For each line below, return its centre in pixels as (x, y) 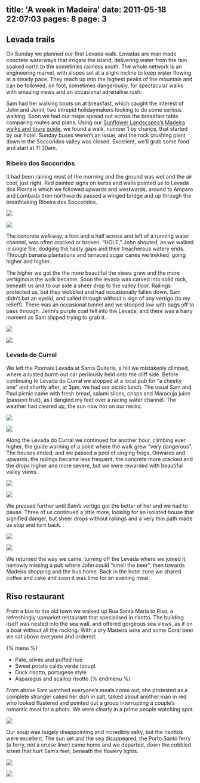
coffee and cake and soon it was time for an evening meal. (78, 578)
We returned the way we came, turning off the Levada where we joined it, (96, 558)
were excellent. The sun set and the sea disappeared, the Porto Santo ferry (99, 738)
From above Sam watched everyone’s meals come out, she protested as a (97, 690)
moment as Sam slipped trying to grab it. (56, 317)
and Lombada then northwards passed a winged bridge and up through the (99, 195)
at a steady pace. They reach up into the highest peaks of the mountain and (99, 79)
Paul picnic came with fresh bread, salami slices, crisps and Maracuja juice (99, 393)
